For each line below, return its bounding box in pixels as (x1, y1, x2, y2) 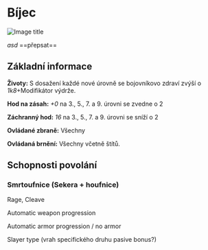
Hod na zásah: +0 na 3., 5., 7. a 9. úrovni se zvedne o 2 (7, 100, 163, 108)
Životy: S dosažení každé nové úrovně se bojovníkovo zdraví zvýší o (7, 79, 201, 87)
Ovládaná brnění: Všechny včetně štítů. (7, 139, 120, 148)
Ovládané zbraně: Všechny (7, 126, 86, 135)
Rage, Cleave (7, 196, 45, 204)
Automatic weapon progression (7, 209, 96, 217)
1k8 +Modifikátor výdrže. (7, 86, 76, 94)
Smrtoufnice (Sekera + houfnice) (7, 180, 119, 190)
